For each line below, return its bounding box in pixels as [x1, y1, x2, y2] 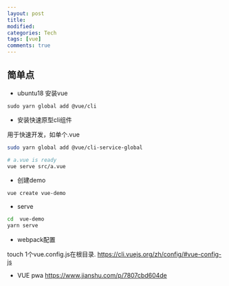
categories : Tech [7, 29, 57, 37]
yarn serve [7, 222, 39, 229]
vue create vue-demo [7, 190, 67, 197]
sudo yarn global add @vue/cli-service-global [7, 144, 143, 151]
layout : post [7, 10, 45, 17]
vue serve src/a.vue [7, 163, 67, 170]
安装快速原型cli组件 [17, 115, 72, 124]
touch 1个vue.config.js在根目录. [7, 250, 96, 258]
